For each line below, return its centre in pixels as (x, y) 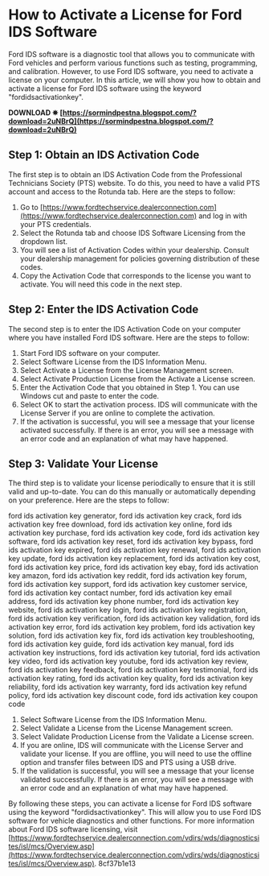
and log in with (222, 216)
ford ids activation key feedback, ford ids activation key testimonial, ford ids (133, 670)
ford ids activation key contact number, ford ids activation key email (120, 593)
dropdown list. (44, 241)
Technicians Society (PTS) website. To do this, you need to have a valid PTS (134, 183)
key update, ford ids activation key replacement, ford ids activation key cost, (134, 559)
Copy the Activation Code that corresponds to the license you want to (135, 275)
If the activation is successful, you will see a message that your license (137, 421)
